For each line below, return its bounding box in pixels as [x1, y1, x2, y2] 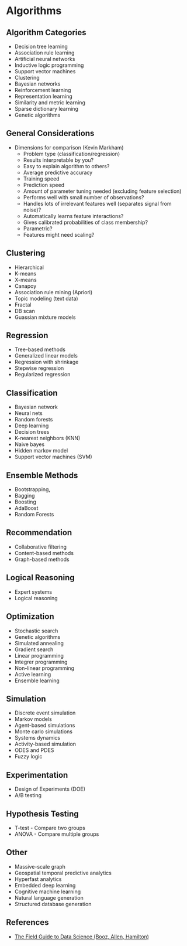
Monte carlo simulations [14, 728, 73, 735]
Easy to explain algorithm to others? [23, 162, 110, 169]
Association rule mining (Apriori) [14, 288, 93, 295]
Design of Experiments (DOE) [14, 785, 86, 792]
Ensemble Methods [6, 470, 78, 480]
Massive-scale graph [14, 863, 66, 870]
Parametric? [23, 224, 53, 232]
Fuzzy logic [14, 753, 43, 760]
